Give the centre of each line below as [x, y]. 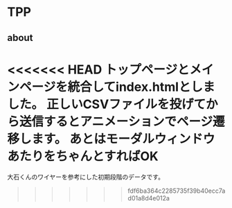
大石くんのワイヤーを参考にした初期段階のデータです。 [86, 177]
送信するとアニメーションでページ [116, 121]
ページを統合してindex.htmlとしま [117, 87]
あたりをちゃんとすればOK [83, 156]
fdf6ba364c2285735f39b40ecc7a [177, 191]
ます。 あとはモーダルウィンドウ [123, 139]
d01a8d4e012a [149, 198]
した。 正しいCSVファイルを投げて [107, 104]
